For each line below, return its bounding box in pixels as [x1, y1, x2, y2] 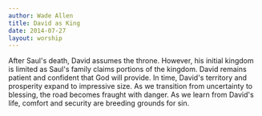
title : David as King [8, 19, 81, 27]
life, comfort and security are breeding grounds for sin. [8, 98, 190, 108]
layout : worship [8, 34, 62, 42]
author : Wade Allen [8, 11, 74, 20]
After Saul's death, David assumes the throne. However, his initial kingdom [8, 56, 254, 66]
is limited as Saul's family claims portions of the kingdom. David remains [8, 65, 247, 74]
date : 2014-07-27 [8, 26, 67, 34]
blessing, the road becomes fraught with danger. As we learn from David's [8, 90, 254, 100]
